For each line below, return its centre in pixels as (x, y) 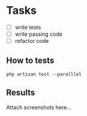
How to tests (30, 60)
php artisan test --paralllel (44, 74)
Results (21, 93)
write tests (28, 27)
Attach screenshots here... (39, 107)
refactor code (32, 41)
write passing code (39, 34)
